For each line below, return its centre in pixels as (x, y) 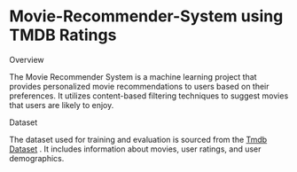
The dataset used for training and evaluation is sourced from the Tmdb (138, 139)
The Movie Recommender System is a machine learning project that (133, 76)
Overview (27, 59)
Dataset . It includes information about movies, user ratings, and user (135, 149)
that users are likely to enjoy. (62, 105)
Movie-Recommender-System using (146, 16)
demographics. (37, 158)
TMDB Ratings (63, 35)
